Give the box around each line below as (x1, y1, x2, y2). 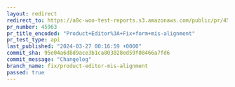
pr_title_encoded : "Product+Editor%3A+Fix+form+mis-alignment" (6, 29, 196, 37)
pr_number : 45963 (6, 23, 58, 30)
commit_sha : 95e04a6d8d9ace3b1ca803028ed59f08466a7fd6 (6, 50, 170, 57)
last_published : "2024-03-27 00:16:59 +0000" (6, 43, 142, 50)
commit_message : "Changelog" (6, 56, 92, 63)
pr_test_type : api (6, 36, 60, 43)
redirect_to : (6, 17, 45, 24)
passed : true (6, 69, 45, 76)
